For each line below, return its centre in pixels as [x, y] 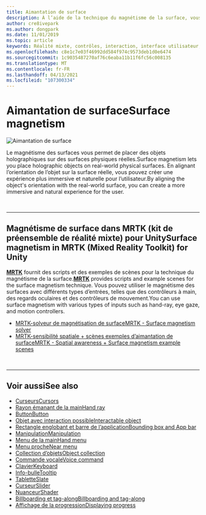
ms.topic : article [30, 40]
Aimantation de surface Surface [88, 111]
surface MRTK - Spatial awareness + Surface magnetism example [98, 342]
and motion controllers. [36, 311]
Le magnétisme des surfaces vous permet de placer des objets [86, 153]
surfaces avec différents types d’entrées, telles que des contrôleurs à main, [102, 291]
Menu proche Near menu [46, 446]
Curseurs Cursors [37, 401]
